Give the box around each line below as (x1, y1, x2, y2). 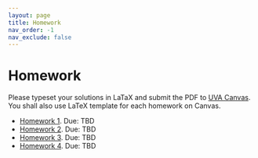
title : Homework (8, 19, 61, 27)
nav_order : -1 (8, 26, 55, 34)
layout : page (8, 11, 51, 20)
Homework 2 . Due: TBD (19, 124, 96, 134)
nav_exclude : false (8, 33, 72, 41)
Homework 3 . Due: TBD (19, 133, 96, 142)
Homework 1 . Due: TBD (19, 117, 95, 126)
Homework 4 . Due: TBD (19, 142, 96, 151)
